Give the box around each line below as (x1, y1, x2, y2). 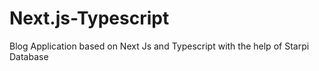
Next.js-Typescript (9, 7, 170, 30)
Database (9, 50, 49, 62)
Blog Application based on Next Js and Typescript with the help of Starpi (9, 40, 310, 52)
